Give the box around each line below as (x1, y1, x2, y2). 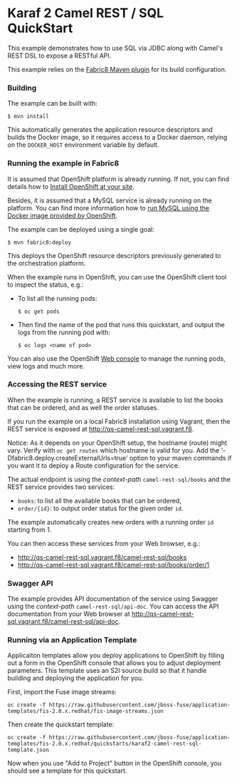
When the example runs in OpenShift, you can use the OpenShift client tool (7, 272, 227, 281)
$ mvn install (7, 113, 50, 120)
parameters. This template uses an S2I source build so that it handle (7, 667, 207, 675)
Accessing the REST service (7, 379, 107, 389)
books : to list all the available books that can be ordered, (17, 496, 182, 505)
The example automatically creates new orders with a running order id (7, 518, 214, 526)
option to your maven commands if (129, 453, 232, 462)
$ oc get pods (17, 308, 60, 315)
